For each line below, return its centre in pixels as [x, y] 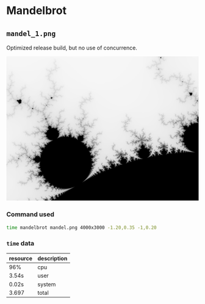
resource [20, 258]
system [47, 284]
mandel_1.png [31, 33]
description [52, 258]
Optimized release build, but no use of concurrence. [72, 48]
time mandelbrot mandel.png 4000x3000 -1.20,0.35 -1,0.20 [81, 228]
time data [20, 244]
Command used [31, 214]
